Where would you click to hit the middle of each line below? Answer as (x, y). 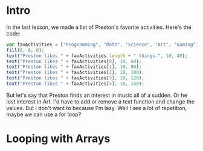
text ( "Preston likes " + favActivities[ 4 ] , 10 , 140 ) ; (76, 84)
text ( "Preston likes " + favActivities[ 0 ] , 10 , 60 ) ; (74, 61)
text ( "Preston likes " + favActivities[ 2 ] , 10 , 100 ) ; (76, 73)
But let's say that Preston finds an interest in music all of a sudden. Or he (97, 95)
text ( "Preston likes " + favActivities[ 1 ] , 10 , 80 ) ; (74, 67)
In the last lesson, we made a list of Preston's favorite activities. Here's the (99, 27)
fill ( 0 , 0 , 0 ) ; (25, 50)
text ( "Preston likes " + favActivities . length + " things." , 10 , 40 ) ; (97, 56)
